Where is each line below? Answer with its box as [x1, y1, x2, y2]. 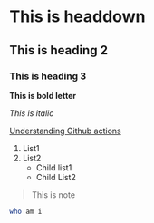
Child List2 [35, 171, 77, 182]
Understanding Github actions [9, 125, 121, 136]
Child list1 [35, 161, 72, 173]
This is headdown [9, 6, 146, 27]
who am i [9, 207, 43, 216]
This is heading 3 [9, 70, 87, 82]
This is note [31, 189, 75, 200]
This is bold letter [9, 90, 77, 101]
